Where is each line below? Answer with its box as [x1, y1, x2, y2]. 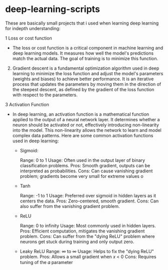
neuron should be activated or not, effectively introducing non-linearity [12, 122, 159, 128]
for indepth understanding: [5, 25, 61, 31]
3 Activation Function [5, 101, 49, 107]
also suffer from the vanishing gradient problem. [20, 203, 120, 209]
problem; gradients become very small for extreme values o [20, 173, 144, 179]
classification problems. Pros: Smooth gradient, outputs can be [20, 162, 150, 168]
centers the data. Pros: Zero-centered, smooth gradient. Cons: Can [20, 198, 159, 204]
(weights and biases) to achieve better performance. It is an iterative [12, 76, 154, 82]
